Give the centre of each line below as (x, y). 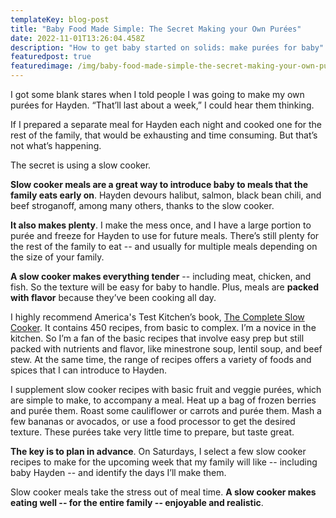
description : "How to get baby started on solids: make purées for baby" (167, 47)
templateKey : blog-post (60, 19)
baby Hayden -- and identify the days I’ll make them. (118, 472)
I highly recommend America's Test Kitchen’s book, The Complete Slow (157, 317)
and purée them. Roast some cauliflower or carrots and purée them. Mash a (166, 410)
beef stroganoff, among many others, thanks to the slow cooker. (142, 205)
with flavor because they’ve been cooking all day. (113, 297)
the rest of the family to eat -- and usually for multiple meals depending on (164, 246)
